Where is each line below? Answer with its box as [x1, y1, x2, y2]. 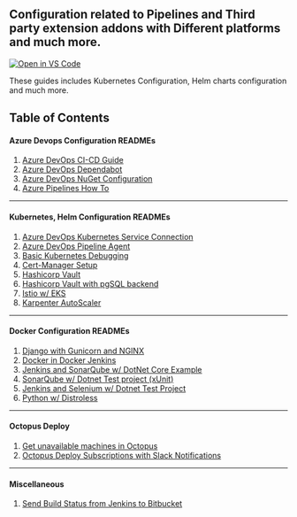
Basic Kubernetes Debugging [21, 250, 129, 260]
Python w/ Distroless [21, 392, 98, 403]
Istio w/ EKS [21, 288, 66, 298]
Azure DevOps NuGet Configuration [21, 174, 153, 184]
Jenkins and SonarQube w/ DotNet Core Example [21, 364, 202, 374]
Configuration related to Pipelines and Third [9, 7, 256, 22]
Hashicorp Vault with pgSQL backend [21, 278, 159, 289]
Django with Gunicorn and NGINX [21, 345, 144, 356]
